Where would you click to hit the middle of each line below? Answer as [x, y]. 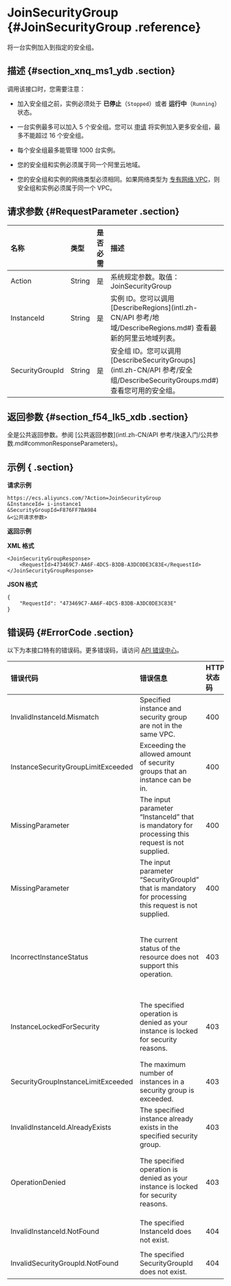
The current [159, 940]
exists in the [159, 1127]
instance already [167, 1118]
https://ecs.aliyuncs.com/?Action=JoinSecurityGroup [84, 498]
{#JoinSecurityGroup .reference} [104, 27]
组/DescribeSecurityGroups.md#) [165, 380]
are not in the [161, 726]
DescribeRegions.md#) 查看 [165, 328]
